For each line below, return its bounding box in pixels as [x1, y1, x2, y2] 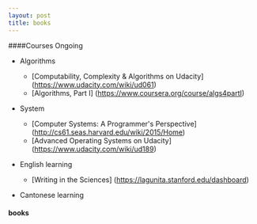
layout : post [8, 11, 51, 20]
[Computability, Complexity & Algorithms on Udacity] [31, 71, 204, 81]
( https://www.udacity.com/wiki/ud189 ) [31, 144, 157, 154]
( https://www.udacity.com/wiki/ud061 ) [31, 80, 157, 89]
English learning [19, 159, 73, 169]
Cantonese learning [19, 190, 85, 199]
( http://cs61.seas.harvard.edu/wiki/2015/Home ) [31, 127, 186, 137]
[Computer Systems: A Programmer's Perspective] [31, 119, 197, 128]
